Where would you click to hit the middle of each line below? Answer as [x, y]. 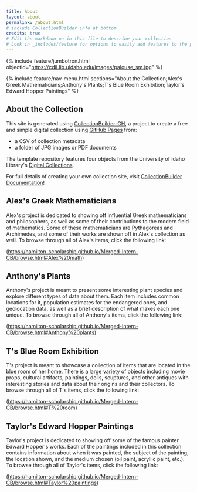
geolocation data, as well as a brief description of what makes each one [93, 309]
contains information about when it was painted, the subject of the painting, [97, 453]
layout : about [23, 17]
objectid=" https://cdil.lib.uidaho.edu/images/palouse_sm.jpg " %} [84, 67]
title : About [22, 11]
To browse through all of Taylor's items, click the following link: [82, 465]
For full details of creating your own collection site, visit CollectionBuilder [94, 176]
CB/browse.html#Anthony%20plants [50, 332]
